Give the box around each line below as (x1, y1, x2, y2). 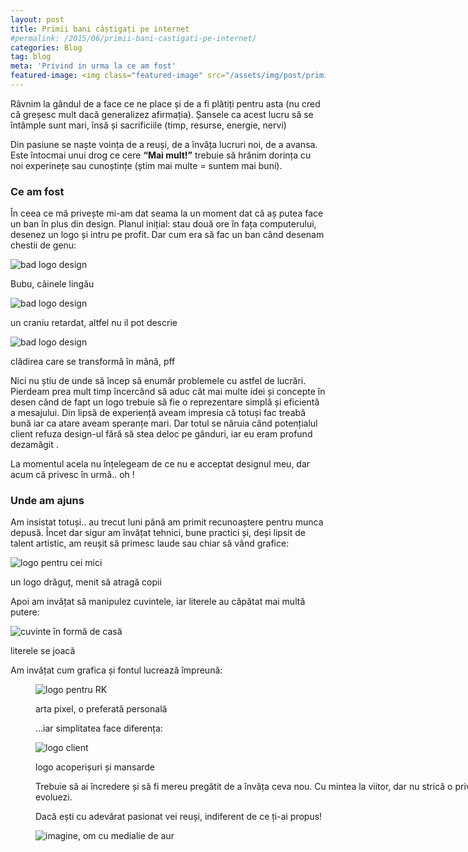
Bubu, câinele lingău (10, 278, 95, 290)
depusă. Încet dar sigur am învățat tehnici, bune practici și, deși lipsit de (10, 527, 306, 539)
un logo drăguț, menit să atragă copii (10, 576, 162, 588)
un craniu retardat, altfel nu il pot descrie (10, 317, 178, 329)
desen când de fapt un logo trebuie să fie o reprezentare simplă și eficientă (10, 396, 320, 408)
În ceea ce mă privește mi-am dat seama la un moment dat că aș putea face (10, 207, 324, 220)
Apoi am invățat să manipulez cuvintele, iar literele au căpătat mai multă (10, 596, 306, 608)
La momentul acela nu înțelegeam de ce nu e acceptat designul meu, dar (10, 458, 311, 470)
